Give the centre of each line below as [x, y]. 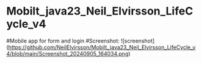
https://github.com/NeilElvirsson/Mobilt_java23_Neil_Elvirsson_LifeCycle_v [102, 47]
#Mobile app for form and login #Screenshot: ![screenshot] [81, 41]
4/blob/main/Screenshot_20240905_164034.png [67, 53]
